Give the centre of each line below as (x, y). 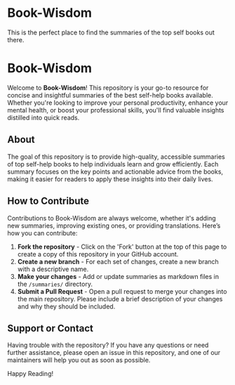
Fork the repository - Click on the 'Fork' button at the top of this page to (122, 247)
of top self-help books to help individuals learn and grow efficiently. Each (113, 164)
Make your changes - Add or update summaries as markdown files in (118, 276)
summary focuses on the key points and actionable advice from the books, (115, 171)
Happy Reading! (31, 374)
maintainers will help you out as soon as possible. (79, 360)
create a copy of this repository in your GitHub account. (98, 254)
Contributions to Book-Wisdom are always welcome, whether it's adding (112, 218)
